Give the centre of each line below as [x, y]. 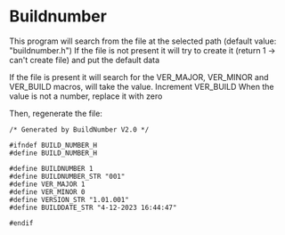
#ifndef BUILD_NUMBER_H [53, 145]
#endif [21, 223]
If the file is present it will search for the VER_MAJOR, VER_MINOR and [139, 77]
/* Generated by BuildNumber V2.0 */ [79, 130]
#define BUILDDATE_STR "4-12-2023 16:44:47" [93, 207]
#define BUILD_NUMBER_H [53, 153]
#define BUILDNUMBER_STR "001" [67, 176]
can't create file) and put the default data [85, 60]
